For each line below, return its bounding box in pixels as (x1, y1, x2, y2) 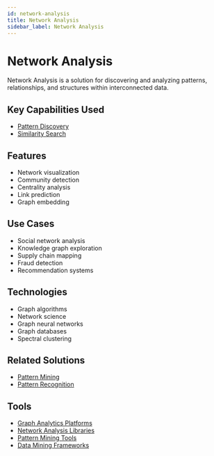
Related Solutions (7, 354, 85, 366)
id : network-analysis (7, 10, 70, 17)
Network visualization (17, 168, 80, 176)
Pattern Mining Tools (17, 434, 77, 442)
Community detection (17, 175, 80, 184)
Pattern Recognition (17, 380, 74, 388)
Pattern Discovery (17, 123, 69, 131)
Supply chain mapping (17, 251, 82, 260)
